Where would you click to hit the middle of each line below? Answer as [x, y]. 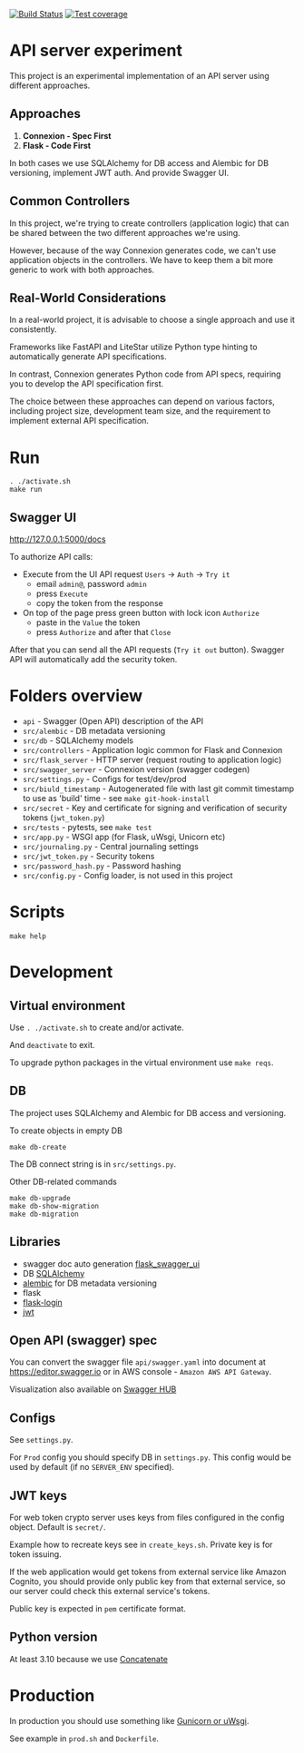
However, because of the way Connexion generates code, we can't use [143, 250]
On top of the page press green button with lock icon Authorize [141, 613]
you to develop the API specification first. [87, 384]
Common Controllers [69, 201]
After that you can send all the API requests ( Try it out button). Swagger [147, 650]
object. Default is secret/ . [58, 1527]
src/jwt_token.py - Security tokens [88, 857]
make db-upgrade [40, 1198]
